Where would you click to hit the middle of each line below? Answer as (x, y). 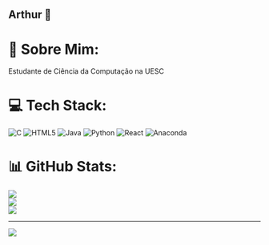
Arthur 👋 (30, 15)
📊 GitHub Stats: (63, 167)
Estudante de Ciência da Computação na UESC (86, 71)
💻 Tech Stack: (58, 105)
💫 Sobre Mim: (54, 49)
